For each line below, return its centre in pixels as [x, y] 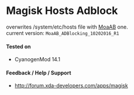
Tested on [18, 46]
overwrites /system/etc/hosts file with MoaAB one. [67, 27]
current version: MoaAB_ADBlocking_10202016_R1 [63, 33]
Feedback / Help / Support [39, 73]
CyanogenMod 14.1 [37, 59]
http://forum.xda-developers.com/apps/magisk [71, 86]
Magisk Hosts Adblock [62, 11]
